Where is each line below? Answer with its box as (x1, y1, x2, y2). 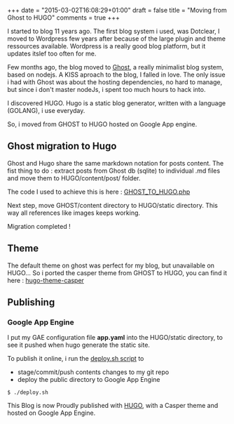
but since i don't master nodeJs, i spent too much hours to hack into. (7, 86, 206, 93)
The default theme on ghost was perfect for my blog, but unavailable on (7, 261, 215, 270)
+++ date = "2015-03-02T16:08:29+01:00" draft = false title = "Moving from (7, 6, 227, 14)
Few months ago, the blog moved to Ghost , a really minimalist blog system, (7, 63, 224, 71)
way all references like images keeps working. (7, 208, 141, 217)
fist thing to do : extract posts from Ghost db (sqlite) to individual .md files (7, 166, 221, 175)
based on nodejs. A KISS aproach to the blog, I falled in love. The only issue (7, 70, 226, 79)
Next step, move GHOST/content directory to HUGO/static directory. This (7, 201, 219, 209)
